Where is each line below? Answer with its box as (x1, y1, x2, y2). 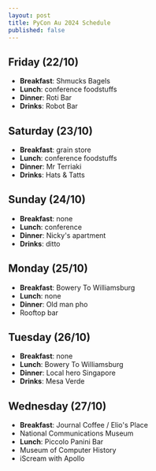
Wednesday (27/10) (8, 399, 107, 413)
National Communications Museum (19, 428, 134, 438)
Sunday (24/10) (8, 193, 86, 206)
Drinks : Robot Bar (19, 102, 79, 111)
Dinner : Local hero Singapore (19, 368, 116, 378)
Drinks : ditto (19, 239, 61, 248)
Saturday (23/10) (8, 124, 93, 138)
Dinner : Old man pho (19, 299, 88, 309)
